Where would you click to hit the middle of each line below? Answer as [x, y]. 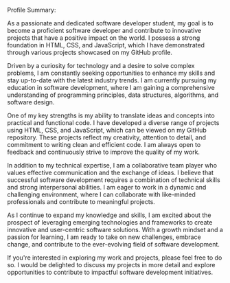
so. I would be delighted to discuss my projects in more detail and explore [111, 265]
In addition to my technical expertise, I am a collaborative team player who [112, 165]
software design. [31, 102]
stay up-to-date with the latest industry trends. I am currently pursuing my [112, 80]
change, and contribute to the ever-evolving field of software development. [113, 244]
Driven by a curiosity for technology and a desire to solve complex [101, 66]
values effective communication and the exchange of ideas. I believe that [111, 172]
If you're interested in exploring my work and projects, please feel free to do [115, 258]
